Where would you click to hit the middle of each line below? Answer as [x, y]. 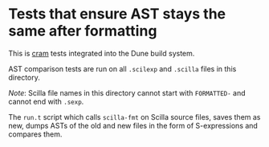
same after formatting [83, 31]
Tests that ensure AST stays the [117, 14]
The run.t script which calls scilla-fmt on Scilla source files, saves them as [134, 116]
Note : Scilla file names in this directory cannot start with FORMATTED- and [127, 92]
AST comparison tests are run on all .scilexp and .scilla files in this [122, 68]
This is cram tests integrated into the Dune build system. [102, 53]
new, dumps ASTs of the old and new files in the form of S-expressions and [133, 125]
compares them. [35, 134]
